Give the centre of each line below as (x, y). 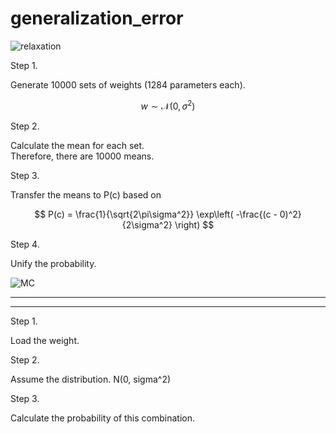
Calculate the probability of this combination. (102, 418)
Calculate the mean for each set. (77, 145)
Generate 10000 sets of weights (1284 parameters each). (128, 84)
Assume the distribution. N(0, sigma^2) (91, 379)
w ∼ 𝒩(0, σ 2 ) (168, 105)
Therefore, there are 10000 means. (82, 156)
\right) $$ (194, 224)
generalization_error (97, 18)
